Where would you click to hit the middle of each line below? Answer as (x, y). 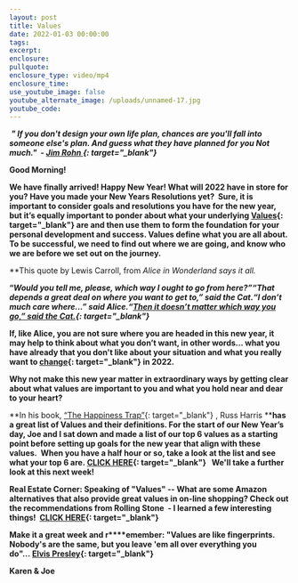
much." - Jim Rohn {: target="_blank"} (83, 153)
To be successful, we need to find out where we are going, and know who (148, 244)
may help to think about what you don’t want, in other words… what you (145, 343)
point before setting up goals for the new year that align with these (135, 444)
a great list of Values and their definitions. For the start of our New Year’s (147, 425)
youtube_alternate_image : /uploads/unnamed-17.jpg (105, 100)
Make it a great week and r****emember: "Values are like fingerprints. (142, 535)
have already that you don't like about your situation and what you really (145, 352)
